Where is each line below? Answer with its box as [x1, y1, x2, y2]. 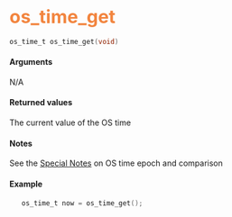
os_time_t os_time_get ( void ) [9, 37, 119, 46]
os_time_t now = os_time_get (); [21, 198, 144, 208]
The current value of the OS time [9, 117, 132, 128]
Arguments [9, 57, 53, 68]
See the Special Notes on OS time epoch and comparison [9, 158, 224, 168]
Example [9, 178, 43, 189]
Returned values [9, 97, 73, 108]
